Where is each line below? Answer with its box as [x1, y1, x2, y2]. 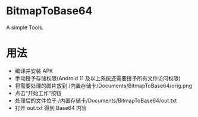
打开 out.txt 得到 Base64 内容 [14, 104, 87, 111]
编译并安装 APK [14, 67, 54, 74]
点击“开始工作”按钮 [14, 89, 62, 96]
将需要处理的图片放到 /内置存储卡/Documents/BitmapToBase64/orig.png [14, 82, 192, 89]
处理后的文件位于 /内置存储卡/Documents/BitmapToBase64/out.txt [14, 97, 177, 104]
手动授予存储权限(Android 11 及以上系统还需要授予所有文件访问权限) [14, 74, 181, 81]
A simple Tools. [6, 24, 44, 31]
